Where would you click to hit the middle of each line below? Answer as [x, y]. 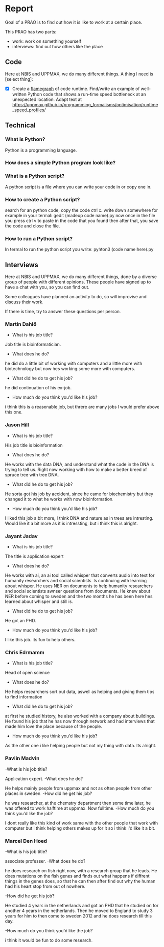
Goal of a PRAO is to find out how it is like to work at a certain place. [74, 22]
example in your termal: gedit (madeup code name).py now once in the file [80, 216]
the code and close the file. [33, 226]
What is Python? [25, 139]
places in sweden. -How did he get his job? [48, 793]
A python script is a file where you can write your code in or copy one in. [78, 187]
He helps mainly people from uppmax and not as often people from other [79, 788]
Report [19, 9]
